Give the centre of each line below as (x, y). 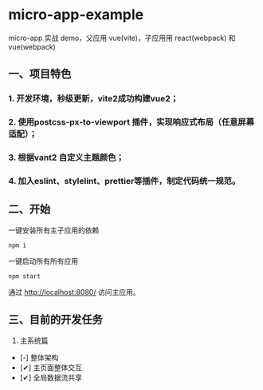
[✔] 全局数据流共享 (51, 377)
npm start (25, 276)
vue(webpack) (32, 46)
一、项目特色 (40, 74)
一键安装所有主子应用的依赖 (54, 230)
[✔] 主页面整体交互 (51, 367)
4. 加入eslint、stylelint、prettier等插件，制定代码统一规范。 (124, 181)
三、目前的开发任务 (55, 320)
